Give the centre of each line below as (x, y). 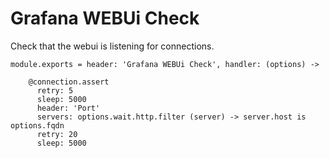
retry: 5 (55, 90)
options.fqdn (37, 125)
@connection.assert (69, 82)
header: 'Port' (68, 108)
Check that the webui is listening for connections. (112, 46)
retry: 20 (57, 134)
